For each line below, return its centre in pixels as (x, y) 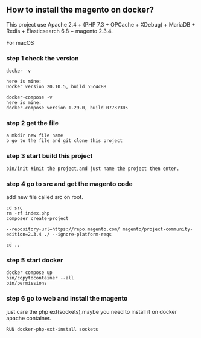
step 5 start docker (35, 260)
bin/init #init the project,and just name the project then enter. (93, 169)
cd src (14, 208)
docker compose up (29, 273)
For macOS (20, 42)
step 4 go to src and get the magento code (69, 184)
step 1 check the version (43, 58)
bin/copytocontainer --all (40, 278)
